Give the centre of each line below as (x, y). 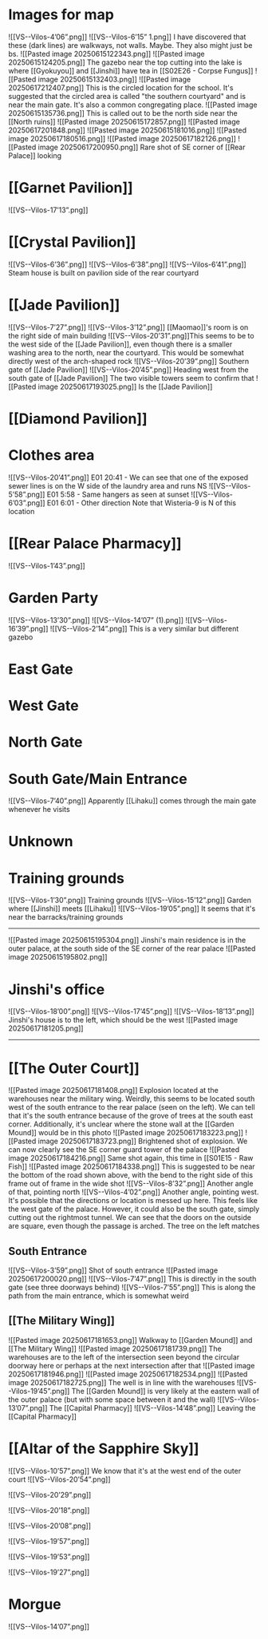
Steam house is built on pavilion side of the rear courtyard (104, 272)
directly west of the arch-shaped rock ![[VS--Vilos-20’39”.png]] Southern (129, 361)
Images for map (61, 15)
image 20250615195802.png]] (58, 957)
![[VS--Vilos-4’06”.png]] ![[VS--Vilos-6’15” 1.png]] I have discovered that (127, 37)
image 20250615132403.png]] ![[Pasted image (114, 79)
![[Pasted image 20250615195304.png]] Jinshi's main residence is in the (127, 940)
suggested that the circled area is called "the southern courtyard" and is (127, 96)
